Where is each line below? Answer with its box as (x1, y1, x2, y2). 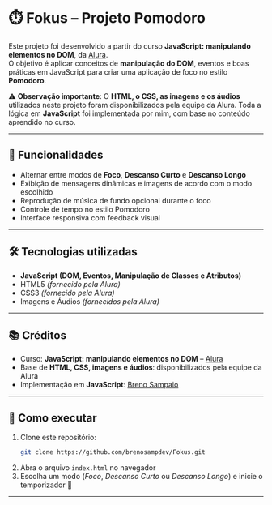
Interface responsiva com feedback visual (19, 212, 160, 222)
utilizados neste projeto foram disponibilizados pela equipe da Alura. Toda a (8, 100, 261, 109)
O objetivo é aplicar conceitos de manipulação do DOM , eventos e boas (8, 58, 249, 68)
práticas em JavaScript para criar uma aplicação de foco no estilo (8, 66, 228, 76)
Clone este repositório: (19, 433, 97, 443)
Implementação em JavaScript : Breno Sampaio (19, 380, 179, 390)
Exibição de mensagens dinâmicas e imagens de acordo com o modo (19, 178, 253, 188)
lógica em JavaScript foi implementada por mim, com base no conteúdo (8, 109, 251, 118)
